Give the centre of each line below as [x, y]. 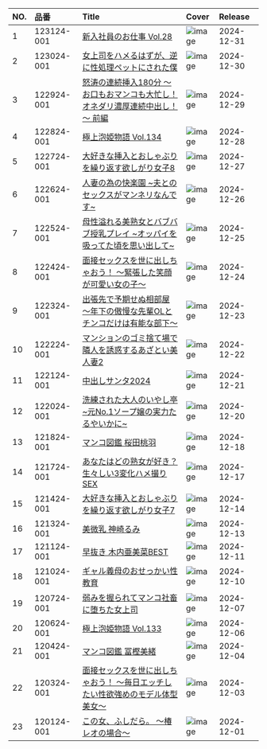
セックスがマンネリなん [126, 195]
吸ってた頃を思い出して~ [128, 246]
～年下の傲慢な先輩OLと [128, 311]
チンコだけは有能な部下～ [130, 323]
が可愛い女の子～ [114, 284]
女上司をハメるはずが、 [126, 55]
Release [234, 17]
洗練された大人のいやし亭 [130, 400]
